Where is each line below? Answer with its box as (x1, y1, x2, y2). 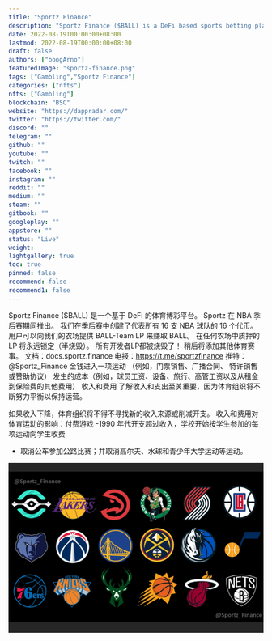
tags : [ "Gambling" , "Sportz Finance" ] (8, 73, 136, 81)
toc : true (8, 261, 42, 269)
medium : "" (8, 193, 45, 201)
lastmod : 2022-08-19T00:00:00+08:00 (8, 39, 132, 47)
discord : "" (8, 124, 49, 133)
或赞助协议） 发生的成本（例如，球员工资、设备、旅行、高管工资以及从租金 (8, 371, 259, 380)
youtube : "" (8, 150, 49, 158)
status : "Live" (8, 235, 60, 243)
